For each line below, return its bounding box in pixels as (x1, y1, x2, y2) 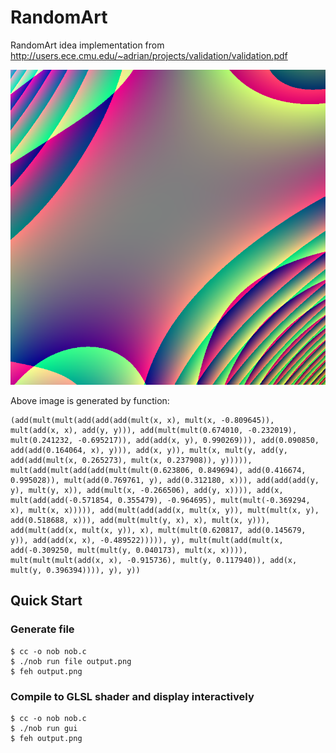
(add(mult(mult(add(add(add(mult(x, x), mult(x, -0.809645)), (10, 415, 275, 425)
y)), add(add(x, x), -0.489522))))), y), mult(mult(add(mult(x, (10, 535, 284, 545)
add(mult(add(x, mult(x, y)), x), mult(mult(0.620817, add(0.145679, (10, 525, 307, 535)
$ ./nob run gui (10, 723, 78, 733)
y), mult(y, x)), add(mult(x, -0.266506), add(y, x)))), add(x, (10, 485, 284, 495)
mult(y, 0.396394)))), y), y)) (10, 565, 141, 575)
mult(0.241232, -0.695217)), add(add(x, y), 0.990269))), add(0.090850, (10, 435, 320, 445)
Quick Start (10, 592, 83, 610)
